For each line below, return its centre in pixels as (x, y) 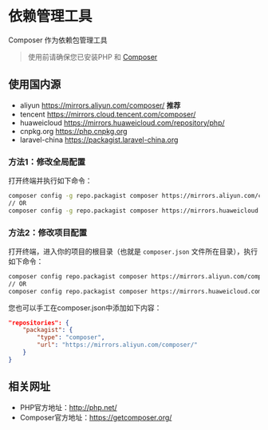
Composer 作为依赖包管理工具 (58, 40)
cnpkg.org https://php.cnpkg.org (73, 131)
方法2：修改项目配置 (48, 232)
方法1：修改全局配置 (47, 162)
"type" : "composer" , (71, 337)
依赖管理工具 (51, 16)
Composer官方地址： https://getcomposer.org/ (96, 417)
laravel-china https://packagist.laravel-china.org (99, 140)
